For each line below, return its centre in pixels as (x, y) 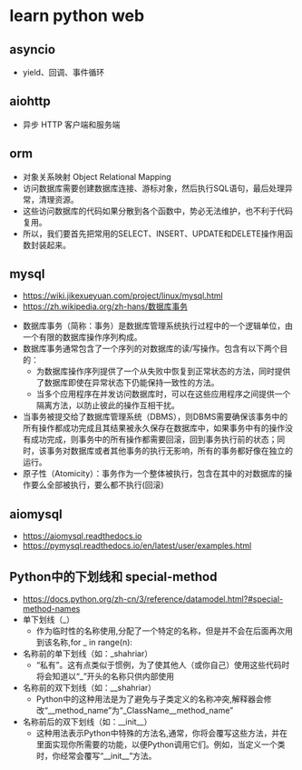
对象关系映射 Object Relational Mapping (97, 176)
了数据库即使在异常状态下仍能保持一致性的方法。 (127, 383)
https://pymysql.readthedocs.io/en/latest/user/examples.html (137, 545)
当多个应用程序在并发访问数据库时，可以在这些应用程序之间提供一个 (163, 394)
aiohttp (30, 101)
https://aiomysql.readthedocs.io (82, 536)
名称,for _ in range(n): (93, 643)
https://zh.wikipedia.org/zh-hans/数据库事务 (105, 306)
